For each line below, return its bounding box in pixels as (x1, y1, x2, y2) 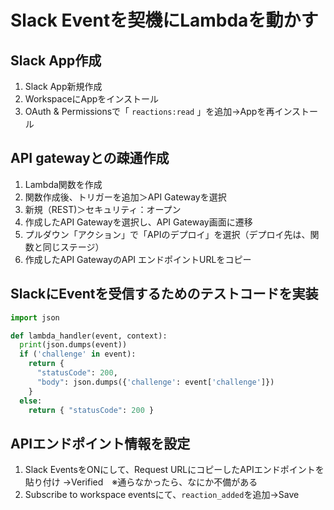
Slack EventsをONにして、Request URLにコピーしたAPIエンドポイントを (24, 464, 325, 476)
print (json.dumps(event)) (19, 340, 128, 350)
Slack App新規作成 (24, 81, 103, 92)
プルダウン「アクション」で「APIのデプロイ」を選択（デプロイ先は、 (24, 228, 311, 240)
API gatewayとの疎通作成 (10, 150, 170, 167)
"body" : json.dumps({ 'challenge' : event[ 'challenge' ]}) (36, 377, 275, 387)
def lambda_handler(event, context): (10, 331, 168, 341)
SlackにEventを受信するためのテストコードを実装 (10, 286, 319, 303)
